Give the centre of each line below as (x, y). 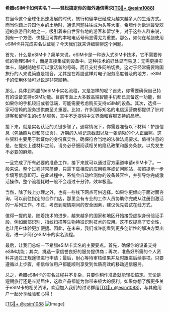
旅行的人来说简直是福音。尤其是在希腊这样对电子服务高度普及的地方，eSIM (83, 73)
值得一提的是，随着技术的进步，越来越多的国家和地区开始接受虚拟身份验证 (82, 216)
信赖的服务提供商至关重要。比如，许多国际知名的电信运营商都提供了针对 (89, 110)
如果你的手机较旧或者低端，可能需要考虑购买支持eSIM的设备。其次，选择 (81, 103)
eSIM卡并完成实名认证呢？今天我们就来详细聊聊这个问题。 (66, 44)
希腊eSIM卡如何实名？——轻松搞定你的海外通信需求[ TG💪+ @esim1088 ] (80, 8)
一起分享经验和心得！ (31, 294)
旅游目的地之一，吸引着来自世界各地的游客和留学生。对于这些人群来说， (89, 31)
